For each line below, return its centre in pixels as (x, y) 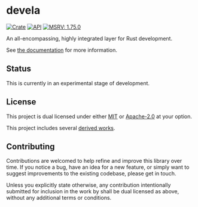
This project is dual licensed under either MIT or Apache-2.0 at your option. (99, 116)
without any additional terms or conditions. (59, 198)
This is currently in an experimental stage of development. (78, 83)
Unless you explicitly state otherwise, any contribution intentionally (89, 185)
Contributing (31, 146)
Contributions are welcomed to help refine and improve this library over (94, 161)
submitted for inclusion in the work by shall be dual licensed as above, (93, 191)
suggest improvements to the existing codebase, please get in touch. (91, 174)
